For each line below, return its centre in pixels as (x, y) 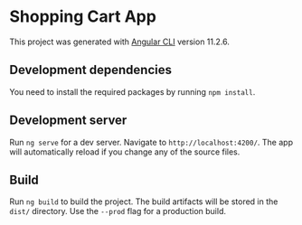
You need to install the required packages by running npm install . (132, 91)
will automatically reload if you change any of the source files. (125, 152)
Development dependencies (90, 70)
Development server (68, 121)
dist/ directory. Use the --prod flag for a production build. (118, 211)
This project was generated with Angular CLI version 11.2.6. (120, 42)
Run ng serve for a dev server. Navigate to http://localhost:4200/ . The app (151, 142)
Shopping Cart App (83, 17)
